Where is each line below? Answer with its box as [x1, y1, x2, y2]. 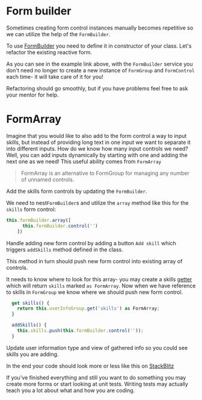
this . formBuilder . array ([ [6, 217, 71, 223]
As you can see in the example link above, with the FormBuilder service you [6, 60, 194, 67]
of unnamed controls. [20, 176, 75, 183]
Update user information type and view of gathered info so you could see [6, 344, 188, 351]
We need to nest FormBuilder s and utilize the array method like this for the [6, 199, 189, 206]
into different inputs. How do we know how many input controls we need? [6, 145, 188, 152]
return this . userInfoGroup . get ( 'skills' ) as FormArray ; [17, 305, 161, 311]
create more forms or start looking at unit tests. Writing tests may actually [6, 380, 188, 387]
